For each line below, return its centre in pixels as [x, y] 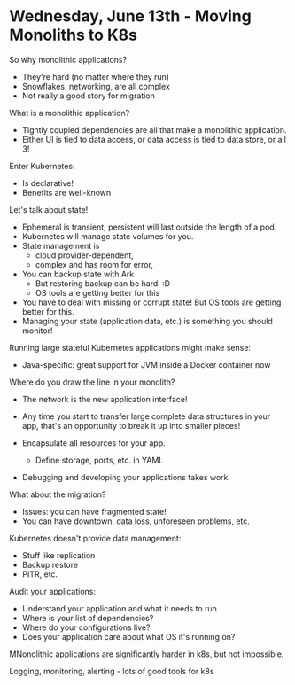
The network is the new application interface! [105, 399]
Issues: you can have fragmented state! [94, 511]
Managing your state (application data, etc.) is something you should [147, 321]
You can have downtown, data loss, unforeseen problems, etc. [136, 521]
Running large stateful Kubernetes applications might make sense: [130, 347]
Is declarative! [47, 183]
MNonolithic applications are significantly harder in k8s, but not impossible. [147, 654]
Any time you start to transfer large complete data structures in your [146, 416]
